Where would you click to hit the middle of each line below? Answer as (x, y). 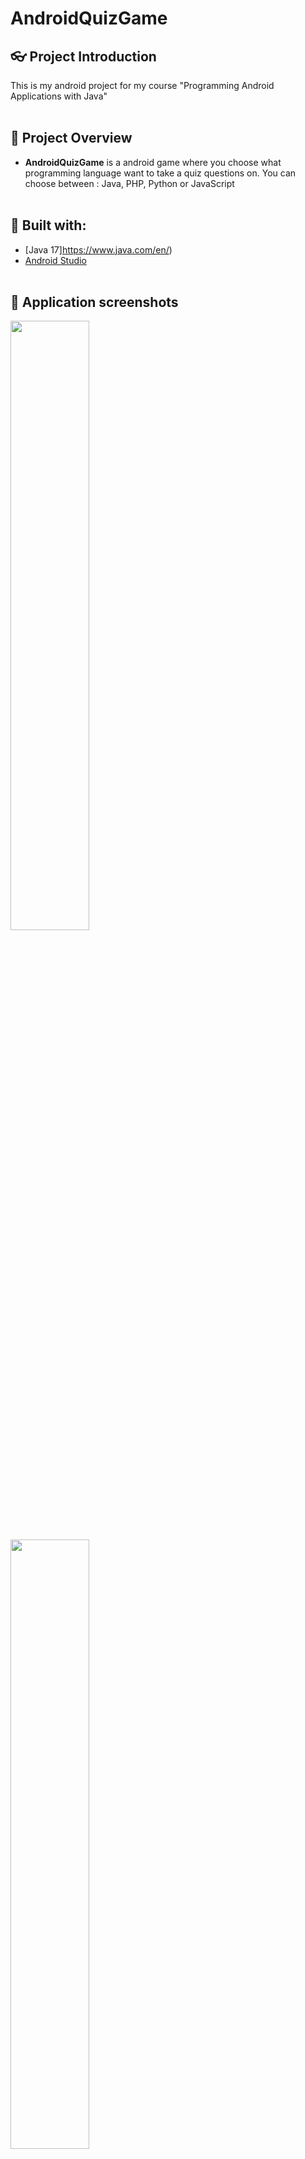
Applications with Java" (59, 96)
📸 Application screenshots (94, 302)
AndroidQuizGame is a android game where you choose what (153, 162)
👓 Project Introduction (83, 56)
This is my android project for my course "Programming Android (142, 85)
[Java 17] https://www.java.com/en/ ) (98, 249)
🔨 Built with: (48, 225)
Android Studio (55, 260)
